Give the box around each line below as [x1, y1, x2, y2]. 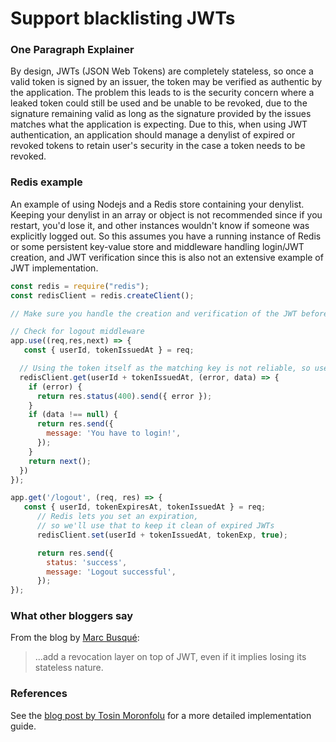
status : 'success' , [46, 557, 128, 567]
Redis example [10, 175, 83, 189]
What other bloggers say [10, 609, 134, 623]
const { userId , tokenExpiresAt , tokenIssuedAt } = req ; [23, 502, 267, 512]
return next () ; [28, 456, 92, 466]
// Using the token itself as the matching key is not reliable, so [19, 363, 311, 374]
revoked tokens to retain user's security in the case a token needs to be [10, 140, 306, 152]
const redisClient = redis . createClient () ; [10, 290, 195, 301]
